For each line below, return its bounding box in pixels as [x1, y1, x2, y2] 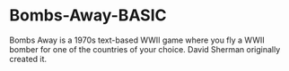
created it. [9, 53, 48, 64]
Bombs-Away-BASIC [9, 5, 168, 26]
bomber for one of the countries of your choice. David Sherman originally [9, 43, 281, 54]
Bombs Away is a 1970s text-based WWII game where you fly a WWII [9, 35, 265, 45]
